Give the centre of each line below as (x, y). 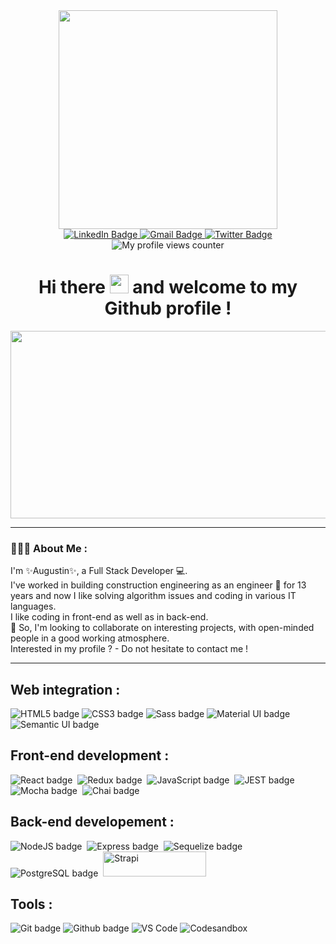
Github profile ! (168, 308)
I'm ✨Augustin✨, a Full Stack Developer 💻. (99, 571)
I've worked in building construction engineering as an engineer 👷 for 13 (158, 585)
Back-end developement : (92, 822)
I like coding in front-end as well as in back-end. (109, 617)
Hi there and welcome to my (168, 287)
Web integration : (65, 689)
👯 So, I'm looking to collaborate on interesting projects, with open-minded (162, 628)
